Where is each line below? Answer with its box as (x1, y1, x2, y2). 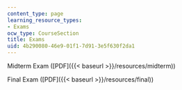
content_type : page (7, 10, 64, 17)
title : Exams (7, 36, 45, 43)
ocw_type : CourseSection (7, 29, 79, 37)
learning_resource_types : (7, 17, 82, 24)
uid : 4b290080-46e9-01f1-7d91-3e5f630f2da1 (7, 43, 135, 50)
